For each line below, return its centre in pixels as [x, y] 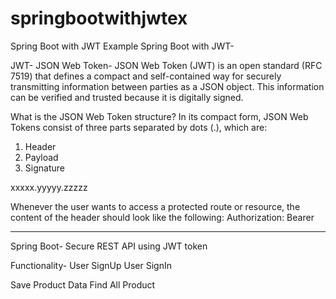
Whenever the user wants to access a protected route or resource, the [155, 206]
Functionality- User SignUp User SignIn [91, 265]
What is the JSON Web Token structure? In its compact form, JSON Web [159, 116]
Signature [44, 168]
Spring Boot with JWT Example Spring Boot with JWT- [122, 46]
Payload [41, 157]
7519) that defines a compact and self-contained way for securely [146, 76]
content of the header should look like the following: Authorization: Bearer [162, 217]
